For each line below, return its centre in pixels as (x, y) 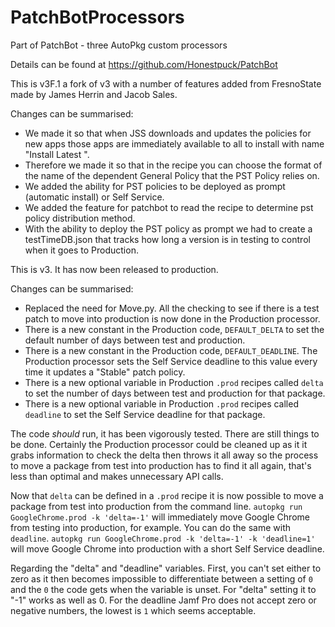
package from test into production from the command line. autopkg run (156, 506)
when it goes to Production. (81, 250)
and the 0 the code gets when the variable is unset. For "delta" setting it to (163, 589)
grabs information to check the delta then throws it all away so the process (164, 455)
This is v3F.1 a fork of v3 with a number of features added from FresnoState (166, 83)
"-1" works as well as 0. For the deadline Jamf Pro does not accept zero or (163, 600)
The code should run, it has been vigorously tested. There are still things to (165, 433)
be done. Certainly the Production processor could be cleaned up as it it (159, 444)
